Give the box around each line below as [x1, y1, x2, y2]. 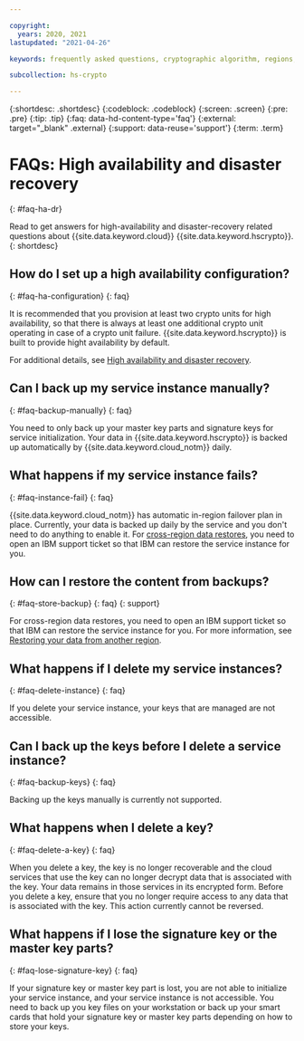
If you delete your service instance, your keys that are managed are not [9, 702, 276, 713]
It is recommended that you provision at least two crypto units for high [9, 308, 271, 319]
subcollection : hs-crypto [9, 71, 107, 80]
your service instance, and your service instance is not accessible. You [9, 992, 274, 1003]
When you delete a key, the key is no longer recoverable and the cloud [9, 862, 272, 873]
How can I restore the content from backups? [9, 574, 270, 589]
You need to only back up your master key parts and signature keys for [9, 422, 274, 433]
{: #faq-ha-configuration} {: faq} [9, 291, 130, 301]
